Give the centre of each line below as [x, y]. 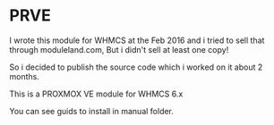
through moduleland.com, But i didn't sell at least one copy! [119, 49]
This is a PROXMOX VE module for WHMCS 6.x [96, 94]
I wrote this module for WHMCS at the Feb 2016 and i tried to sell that [137, 40]
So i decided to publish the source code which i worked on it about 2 [136, 67]
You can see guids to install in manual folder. [92, 111]
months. [25, 76]
